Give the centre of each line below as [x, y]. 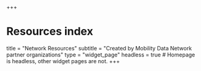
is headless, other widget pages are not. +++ [63, 61]
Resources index [50, 32]
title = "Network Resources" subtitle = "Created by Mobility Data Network [99, 48]
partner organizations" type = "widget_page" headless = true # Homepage [101, 55]
